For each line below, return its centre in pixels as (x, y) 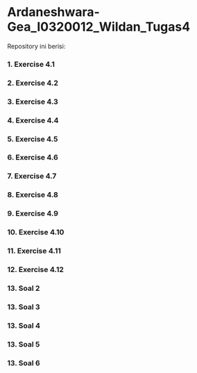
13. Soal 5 (24, 344)
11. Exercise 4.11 (34, 251)
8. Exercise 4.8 (33, 195)
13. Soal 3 (24, 307)
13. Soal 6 (24, 363)
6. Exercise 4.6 (33, 157)
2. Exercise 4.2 (33, 83)
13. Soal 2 (24, 288)
